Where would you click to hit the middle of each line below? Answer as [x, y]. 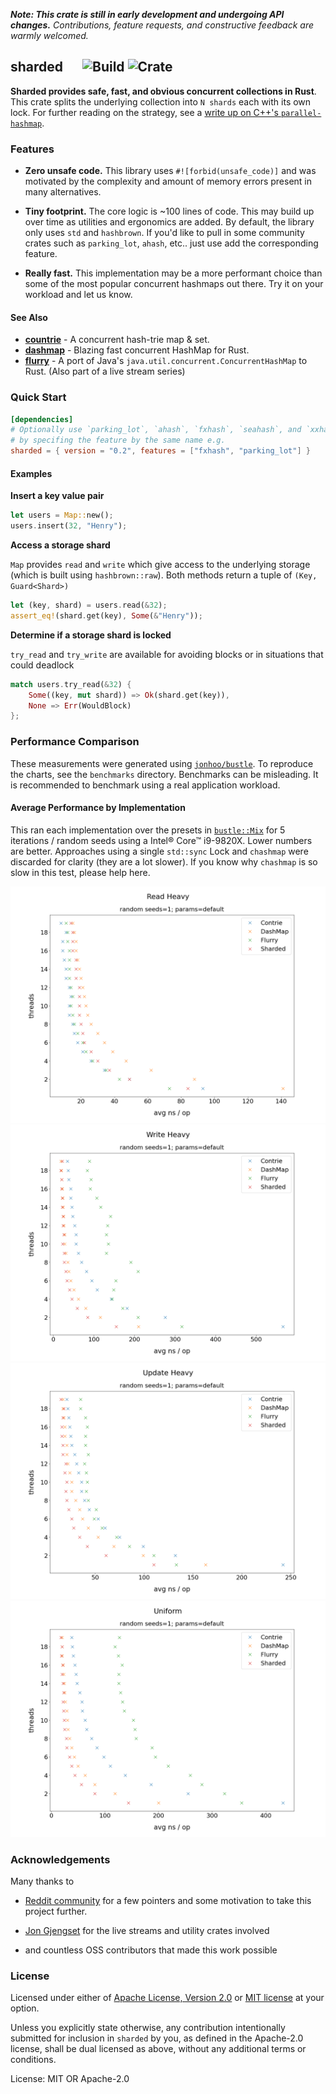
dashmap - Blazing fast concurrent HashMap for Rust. [137, 350]
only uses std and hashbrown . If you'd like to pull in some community [164, 233]
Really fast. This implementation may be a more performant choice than [173, 273]
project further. [56, 1911]
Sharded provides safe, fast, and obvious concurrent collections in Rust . [163, 91]
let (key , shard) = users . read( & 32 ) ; [89, 605]
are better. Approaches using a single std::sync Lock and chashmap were [159, 851]
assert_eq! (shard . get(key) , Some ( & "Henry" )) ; [106, 615]
